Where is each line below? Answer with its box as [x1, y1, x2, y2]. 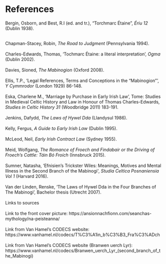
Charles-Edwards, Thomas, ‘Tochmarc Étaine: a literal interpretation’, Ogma [5, 51, 161, 57]
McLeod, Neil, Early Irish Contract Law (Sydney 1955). [5, 136, 117, 142]
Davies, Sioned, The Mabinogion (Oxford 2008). [5, 66, 104, 73]
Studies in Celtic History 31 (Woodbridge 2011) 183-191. [5, 104, 118, 110]
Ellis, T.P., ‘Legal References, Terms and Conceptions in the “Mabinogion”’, [5, 77, 159, 83]
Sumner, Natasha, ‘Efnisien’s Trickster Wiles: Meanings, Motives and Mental [5, 162, 161, 168]
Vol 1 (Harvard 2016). [5, 173, 48, 179]
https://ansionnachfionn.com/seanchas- [68, 210, 151, 216]
